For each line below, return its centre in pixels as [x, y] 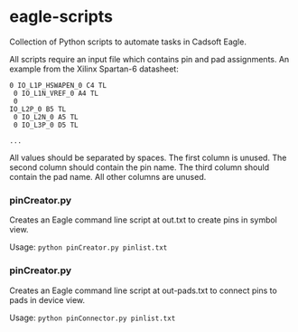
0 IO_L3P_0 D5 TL [46, 125]
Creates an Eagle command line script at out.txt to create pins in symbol [144, 220]
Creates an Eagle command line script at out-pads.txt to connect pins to [143, 290]
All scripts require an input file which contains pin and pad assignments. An [149, 59]
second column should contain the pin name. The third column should [139, 167]
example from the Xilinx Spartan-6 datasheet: [94, 69]
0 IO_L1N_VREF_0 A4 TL [56, 93]
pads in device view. [47, 299]
